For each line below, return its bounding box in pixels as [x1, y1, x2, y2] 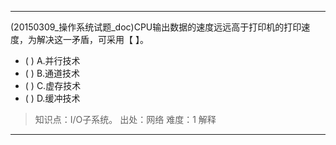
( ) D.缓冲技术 [24, 92, 81, 104]
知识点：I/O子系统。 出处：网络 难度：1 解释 [34, 114, 217, 125]
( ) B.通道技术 [24, 67, 81, 79]
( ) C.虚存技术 [24, 80, 82, 91]
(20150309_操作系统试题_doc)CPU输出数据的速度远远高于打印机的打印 [10, 21, 302, 33]
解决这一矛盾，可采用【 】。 [36, 34, 149, 45]
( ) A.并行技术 [24, 55, 81, 66]
